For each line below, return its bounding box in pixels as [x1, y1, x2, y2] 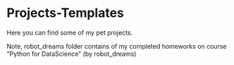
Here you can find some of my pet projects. [6, 28, 133, 37]
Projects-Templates [6, 5, 125, 21]
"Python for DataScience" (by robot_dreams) [6, 49, 137, 58]
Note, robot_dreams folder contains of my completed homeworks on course [6, 42, 227, 50]
